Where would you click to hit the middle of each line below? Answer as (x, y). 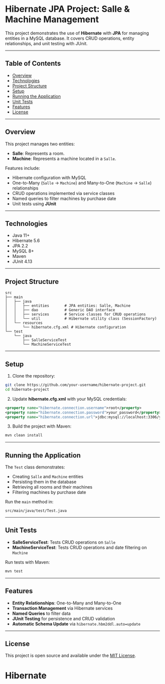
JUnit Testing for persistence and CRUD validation (64, 618)
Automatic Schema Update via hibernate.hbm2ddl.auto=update (76, 624)
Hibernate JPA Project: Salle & (68, 9)
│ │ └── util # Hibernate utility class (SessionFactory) (81, 319)
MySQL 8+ (23, 251)
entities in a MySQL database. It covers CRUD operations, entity (70, 38)
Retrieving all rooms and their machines (52, 487)
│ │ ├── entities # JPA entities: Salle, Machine (68, 306)
